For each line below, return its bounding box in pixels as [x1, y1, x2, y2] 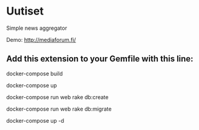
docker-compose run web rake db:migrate [6, 105, 112, 112]
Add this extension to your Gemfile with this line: [6, 53, 194, 64]
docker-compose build [6, 70, 63, 77]
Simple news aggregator [6, 24, 68, 32]
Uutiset [6, 4, 44, 18]
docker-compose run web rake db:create [6, 93, 109, 101]
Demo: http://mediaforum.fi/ [6, 36, 76, 43]
